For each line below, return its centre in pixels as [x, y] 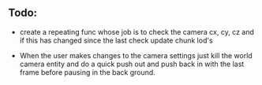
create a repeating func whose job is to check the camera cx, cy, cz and [137, 31]
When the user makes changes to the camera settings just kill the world [136, 55]
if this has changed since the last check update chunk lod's [116, 40]
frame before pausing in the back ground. [87, 72]
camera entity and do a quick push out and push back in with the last [132, 64]
